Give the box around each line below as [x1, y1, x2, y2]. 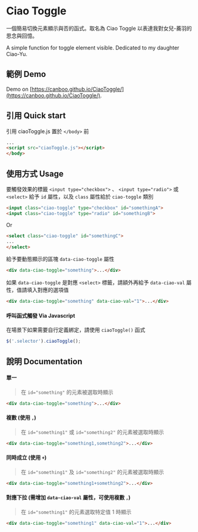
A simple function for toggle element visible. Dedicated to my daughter [6, 44, 180, 51]
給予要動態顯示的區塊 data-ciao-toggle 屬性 [6, 256, 115, 263]
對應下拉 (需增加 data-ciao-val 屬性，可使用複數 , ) [6, 494, 131, 501]
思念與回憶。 [6, 32, 37, 39]
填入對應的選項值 [26, 287, 69, 294]
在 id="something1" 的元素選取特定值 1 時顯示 [20, 509, 132, 516]
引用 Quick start [6, 110, 66, 121]
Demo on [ [6, 85, 32, 93]
